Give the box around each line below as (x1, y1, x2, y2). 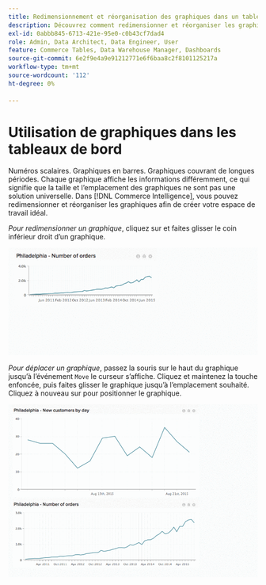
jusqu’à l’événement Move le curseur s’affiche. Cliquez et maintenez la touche (8, 372, 258, 381)
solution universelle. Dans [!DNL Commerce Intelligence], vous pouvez (8, 191, 239, 201)
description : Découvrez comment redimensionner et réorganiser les (8, 21, 236, 29)
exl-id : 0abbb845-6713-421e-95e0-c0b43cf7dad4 (8, 29, 165, 37)
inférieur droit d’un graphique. (8, 232, 106, 242)
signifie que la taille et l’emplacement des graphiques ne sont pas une (8, 183, 236, 193)
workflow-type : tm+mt (8, 63, 80, 71)
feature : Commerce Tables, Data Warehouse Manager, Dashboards (8, 46, 222, 55)
